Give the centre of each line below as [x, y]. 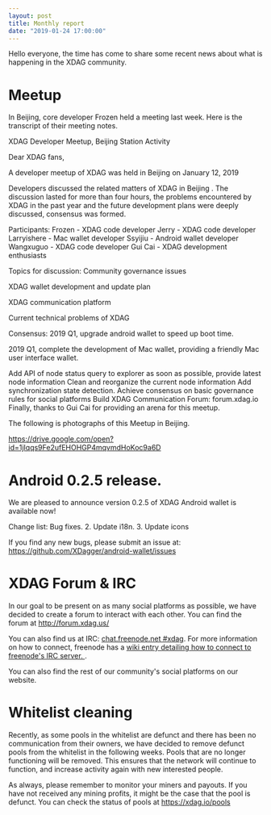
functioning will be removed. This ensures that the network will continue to [132, 761]
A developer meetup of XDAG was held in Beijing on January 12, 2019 [124, 173]
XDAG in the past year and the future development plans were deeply [124, 206]
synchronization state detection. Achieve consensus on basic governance [131, 391]
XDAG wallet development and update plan [79, 286]
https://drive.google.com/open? [61, 439]
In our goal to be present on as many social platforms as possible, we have [132, 606]
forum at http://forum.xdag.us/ [59, 623]
